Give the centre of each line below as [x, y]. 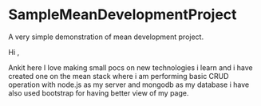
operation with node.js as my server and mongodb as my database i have [129, 84]
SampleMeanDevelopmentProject [123, 15]
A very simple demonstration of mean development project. [106, 37]
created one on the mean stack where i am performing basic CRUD [119, 76]
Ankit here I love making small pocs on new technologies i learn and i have [130, 67]
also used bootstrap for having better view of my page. [99, 92]
